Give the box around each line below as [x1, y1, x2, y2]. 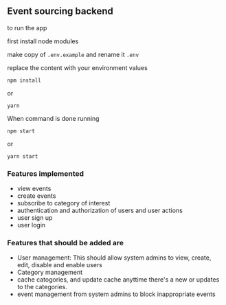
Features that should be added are [7, 238, 124, 248]
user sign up [16, 214, 53, 222]
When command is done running [7, 114, 100, 122]
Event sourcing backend [7, 5, 113, 17]
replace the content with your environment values [7, 63, 148, 71]
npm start [7, 127, 36, 135]
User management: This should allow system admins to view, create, [16, 253, 212, 262]
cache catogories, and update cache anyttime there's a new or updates [16, 275, 220, 284]
